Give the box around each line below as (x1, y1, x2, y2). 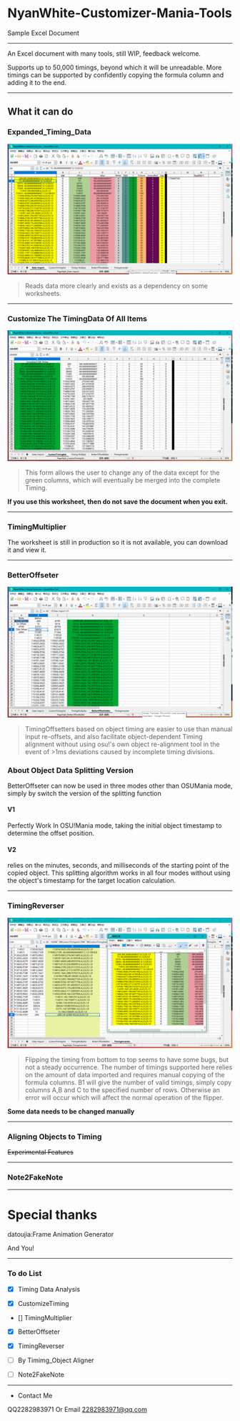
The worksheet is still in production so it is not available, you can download (7, 538, 229, 546)
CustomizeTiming (17, 1299, 69, 1307)
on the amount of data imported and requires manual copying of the (24, 1070, 225, 1079)
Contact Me (17, 1392, 53, 1400)
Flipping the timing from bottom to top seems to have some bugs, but (24, 1055, 229, 1064)
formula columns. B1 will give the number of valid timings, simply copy (24, 1078, 232, 1086)
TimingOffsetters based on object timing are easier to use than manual (24, 724, 233, 733)
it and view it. (7, 545, 47, 554)
